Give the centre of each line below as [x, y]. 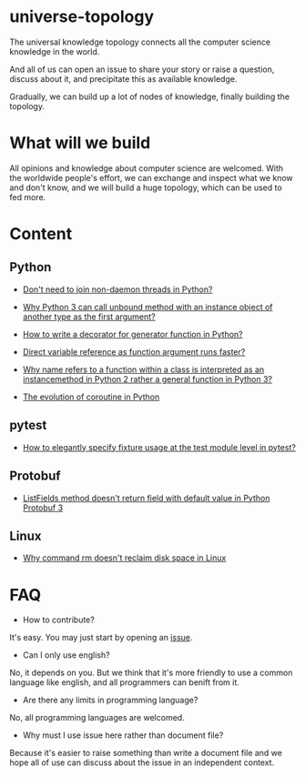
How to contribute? [59, 620]
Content [41, 234]
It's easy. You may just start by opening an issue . [101, 638]
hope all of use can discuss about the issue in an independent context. [142, 762]
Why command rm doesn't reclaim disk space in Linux [124, 558]
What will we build [80, 143]
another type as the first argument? [89, 317]
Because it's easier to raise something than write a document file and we [146, 753]
